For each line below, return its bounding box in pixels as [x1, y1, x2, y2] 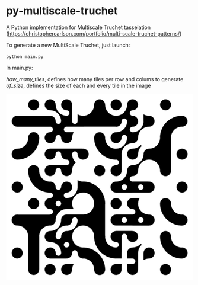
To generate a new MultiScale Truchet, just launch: [6, 41, 130, 49]
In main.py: [6, 64, 33, 71]
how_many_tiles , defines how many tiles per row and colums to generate [6, 75, 184, 82]
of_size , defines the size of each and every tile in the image [6, 82, 151, 89]
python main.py [6, 53, 44, 60]
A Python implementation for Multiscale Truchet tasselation [6, 24, 151, 31]
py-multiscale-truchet [6, 4, 118, 18]
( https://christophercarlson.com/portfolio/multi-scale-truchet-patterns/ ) [6, 30, 182, 37]
